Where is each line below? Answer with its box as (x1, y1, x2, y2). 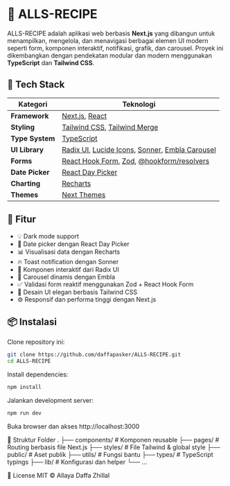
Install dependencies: (7, 370, 69, 379)
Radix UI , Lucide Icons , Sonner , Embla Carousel (62, 145, 216, 155)
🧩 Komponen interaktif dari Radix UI (17, 265, 119, 273)
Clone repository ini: (7, 338, 65, 346)
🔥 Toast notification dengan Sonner (17, 257, 119, 266)
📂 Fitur (7, 214, 37, 225)
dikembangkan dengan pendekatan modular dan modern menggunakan (7, 51, 213, 60)
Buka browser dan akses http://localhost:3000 (7, 422, 140, 431)
